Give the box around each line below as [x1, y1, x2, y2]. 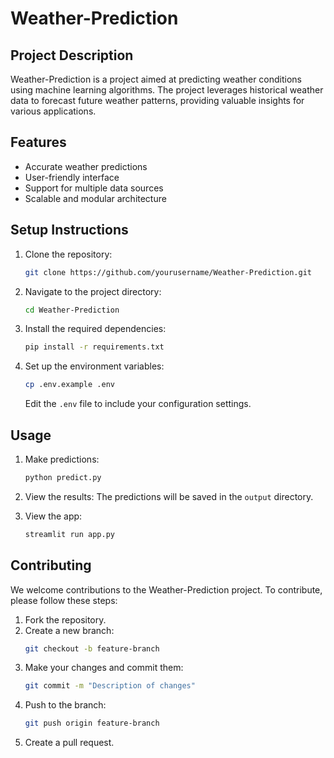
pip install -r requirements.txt [24, 342, 165, 352]
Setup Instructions [10, 222, 129, 239]
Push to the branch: [24, 699, 107, 711]
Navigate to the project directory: [24, 285, 162, 297]
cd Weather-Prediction [24, 305, 120, 315]
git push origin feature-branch [24, 718, 160, 729]
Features [10, 134, 67, 151]
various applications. [10, 105, 97, 117]
